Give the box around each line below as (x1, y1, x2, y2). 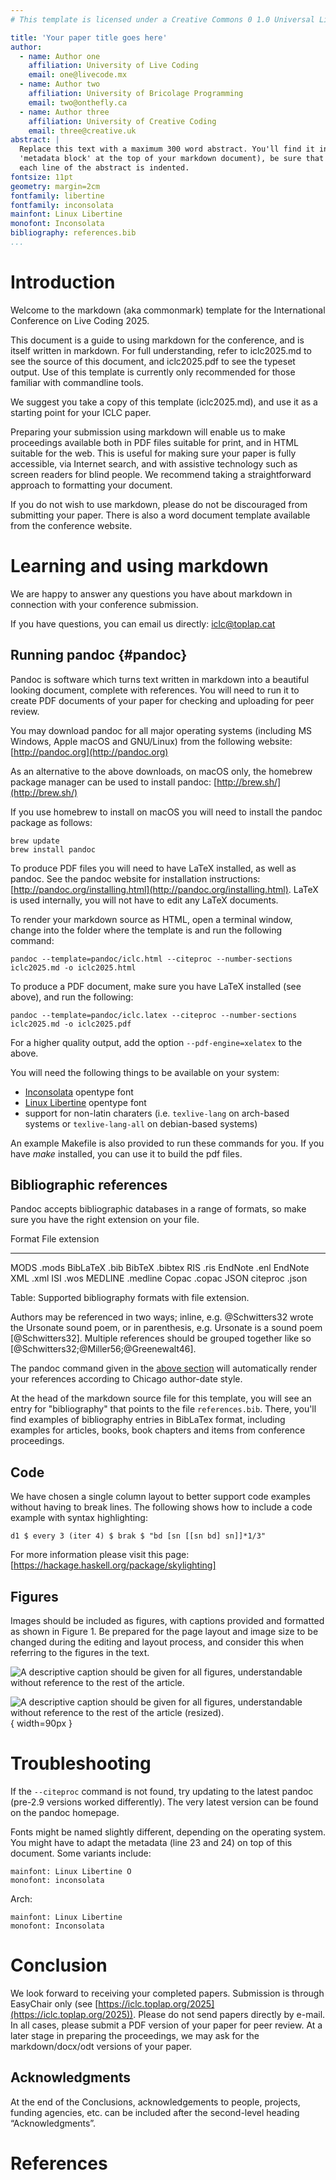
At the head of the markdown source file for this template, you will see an (10, 1392, 312, 1405)
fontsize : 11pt (10, 172, 74, 182)
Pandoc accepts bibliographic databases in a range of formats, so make (10, 1203, 307, 1215)
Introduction (10, 271, 116, 294)
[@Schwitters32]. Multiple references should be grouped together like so (10, 1332, 312, 1345)
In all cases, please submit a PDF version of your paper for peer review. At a (10, 2019, 323, 2031)
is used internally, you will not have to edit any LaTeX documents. (10, 894, 279, 906)
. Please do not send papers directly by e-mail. (133, 2008, 326, 2020)
